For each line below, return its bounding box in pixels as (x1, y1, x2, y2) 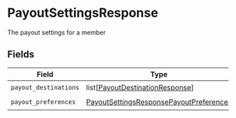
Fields (7, 48, 35, 60)
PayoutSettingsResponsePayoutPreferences (86, 97, 232, 107)
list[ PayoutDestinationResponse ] (86, 83, 195, 93)
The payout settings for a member (7, 28, 106, 37)
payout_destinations (11, 84, 79, 92)
